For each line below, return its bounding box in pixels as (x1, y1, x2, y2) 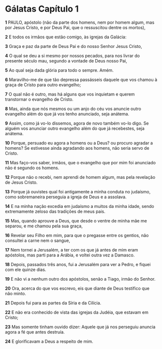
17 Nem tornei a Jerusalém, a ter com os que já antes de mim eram (5, 247, 138, 253)
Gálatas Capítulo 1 (5, 3, 79, 15)
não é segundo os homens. (5, 165, 59, 171)
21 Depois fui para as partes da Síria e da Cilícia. (5, 300, 102, 306)
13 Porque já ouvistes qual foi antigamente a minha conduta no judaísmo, (5, 189, 151, 194)
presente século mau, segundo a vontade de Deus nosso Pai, (5, 58, 127, 63)
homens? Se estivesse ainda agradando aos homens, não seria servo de (5, 145, 149, 151)
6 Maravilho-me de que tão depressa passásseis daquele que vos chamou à (5, 77, 158, 82)
